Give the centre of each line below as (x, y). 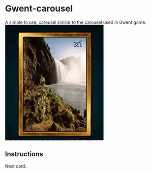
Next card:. (16, 166)
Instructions (24, 154)
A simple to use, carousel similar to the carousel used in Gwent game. (76, 22)
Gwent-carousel (39, 9)
